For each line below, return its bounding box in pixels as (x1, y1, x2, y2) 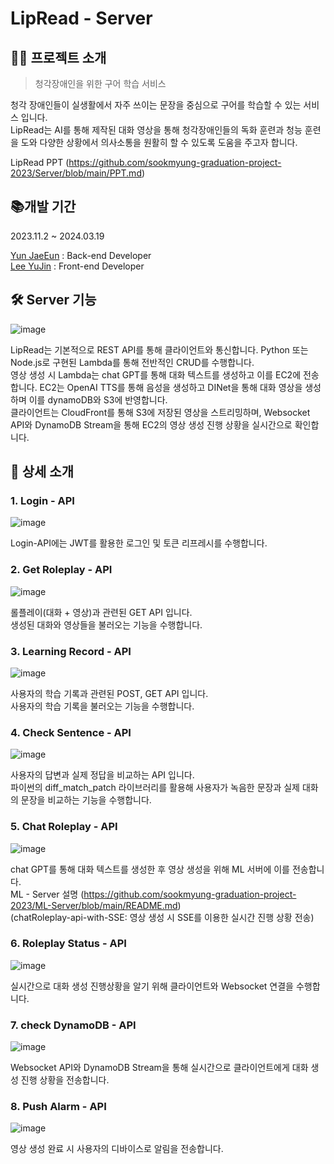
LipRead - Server (10, 7, 153, 30)
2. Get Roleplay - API (10, 563, 113, 577)
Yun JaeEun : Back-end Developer (10, 249, 152, 261)
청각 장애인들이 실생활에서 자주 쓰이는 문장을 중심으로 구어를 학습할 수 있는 (10, 99, 302, 111)
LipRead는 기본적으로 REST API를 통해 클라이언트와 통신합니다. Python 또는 (10, 343, 309, 356)
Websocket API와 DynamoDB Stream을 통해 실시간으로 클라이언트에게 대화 (10, 1062, 309, 1074)
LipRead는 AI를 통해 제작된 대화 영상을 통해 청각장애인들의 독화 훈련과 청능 (10, 124, 303, 136)
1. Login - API (10, 493, 75, 507)
